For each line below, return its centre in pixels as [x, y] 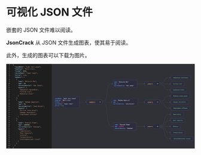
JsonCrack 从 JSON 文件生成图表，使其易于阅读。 [69, 42]
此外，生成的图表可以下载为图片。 [48, 55]
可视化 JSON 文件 [49, 12]
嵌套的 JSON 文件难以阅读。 [41, 30]
